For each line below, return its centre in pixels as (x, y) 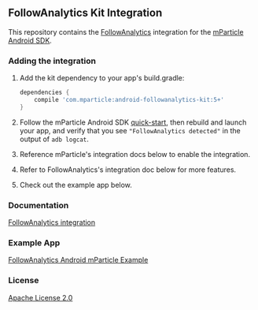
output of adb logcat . (54, 139)
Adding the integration (52, 61)
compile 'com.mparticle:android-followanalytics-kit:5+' (129, 99)
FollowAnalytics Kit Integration (85, 13)
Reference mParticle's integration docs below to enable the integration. (135, 154)
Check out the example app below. (76, 185)
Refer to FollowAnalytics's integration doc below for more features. (128, 170)
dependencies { (44, 93)
